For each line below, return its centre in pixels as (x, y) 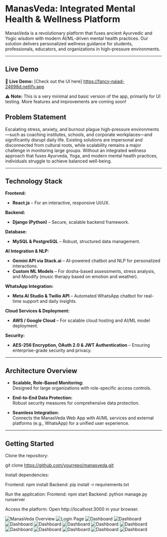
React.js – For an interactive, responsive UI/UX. (61, 203)
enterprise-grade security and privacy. (52, 350)
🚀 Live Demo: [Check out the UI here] (44, 81)
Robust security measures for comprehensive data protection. (76, 403)
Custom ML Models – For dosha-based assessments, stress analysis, (84, 271)
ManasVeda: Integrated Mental (70, 9)
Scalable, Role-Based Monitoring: (48, 383)
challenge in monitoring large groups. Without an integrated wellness (76, 150)
